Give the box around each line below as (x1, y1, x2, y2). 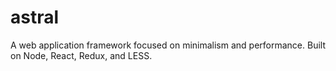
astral (10, 6, 60, 29)
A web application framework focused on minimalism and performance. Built (10, 39, 326, 51)
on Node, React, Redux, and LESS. (10, 49, 153, 61)
